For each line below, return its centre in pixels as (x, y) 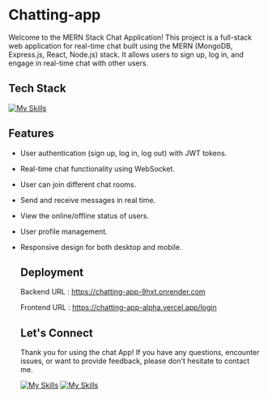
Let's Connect (56, 333)
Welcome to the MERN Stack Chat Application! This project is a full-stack (130, 37)
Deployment (51, 272)
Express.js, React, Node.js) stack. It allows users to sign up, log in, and (126, 54)
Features (31, 134)
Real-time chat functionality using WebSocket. (98, 168)
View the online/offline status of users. (85, 215)
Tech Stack (37, 89)
